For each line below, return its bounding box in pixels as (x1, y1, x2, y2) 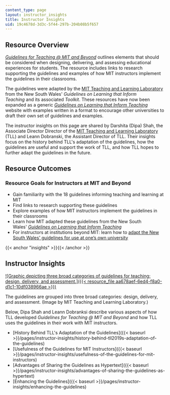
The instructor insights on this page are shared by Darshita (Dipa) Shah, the (5, 123, 163, 129)
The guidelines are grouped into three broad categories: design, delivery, (5, 294, 158, 300)
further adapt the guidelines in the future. (5, 150, 92, 156)
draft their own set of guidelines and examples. (5, 113, 104, 119)
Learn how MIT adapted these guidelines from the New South (12, 218, 142, 224)
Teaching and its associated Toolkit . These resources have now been (5, 96, 150, 102)
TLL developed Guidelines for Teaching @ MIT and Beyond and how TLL (5, 314, 157, 320)
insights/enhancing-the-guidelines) (12, 383, 87, 390)
